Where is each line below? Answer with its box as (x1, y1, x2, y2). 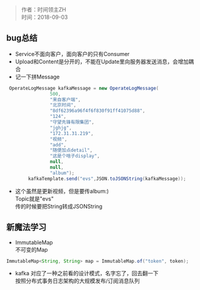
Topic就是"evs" (15, 195, 54, 202)
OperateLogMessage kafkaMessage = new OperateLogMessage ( (9, 85, 159, 91)
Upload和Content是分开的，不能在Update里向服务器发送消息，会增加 (15, 58, 189, 65)
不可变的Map (15, 246, 48, 253)
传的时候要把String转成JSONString (15, 202, 103, 210)
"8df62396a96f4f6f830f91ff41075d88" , (49, 108, 146, 114)
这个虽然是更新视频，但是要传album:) (15, 187, 109, 195)
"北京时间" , (49, 102, 77, 108)
